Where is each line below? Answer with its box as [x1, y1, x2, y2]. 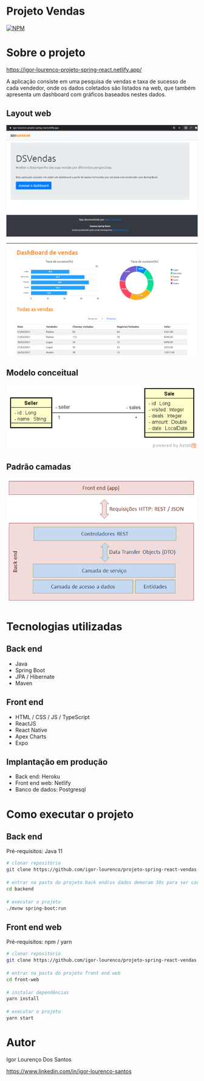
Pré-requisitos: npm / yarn [6, 938, 72, 946]
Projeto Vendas [6, 4, 85, 18]
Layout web [6, 108, 52, 119]
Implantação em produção [6, 757, 108, 767]
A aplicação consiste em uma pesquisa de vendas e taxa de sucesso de [6, 77, 186, 85]
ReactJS [15, 720, 36, 727]
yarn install [6, 996, 39, 1002]
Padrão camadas [6, 461, 72, 472]
